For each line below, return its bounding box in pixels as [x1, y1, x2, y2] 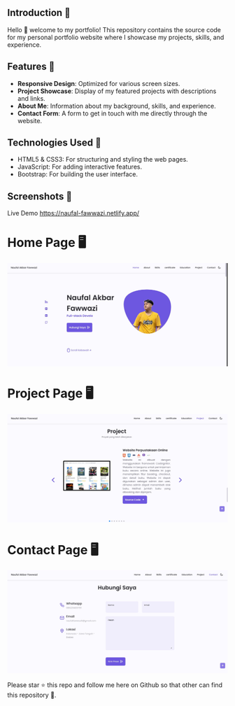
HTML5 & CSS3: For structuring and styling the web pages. [17, 155, 189, 164]
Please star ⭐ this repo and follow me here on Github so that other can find [7, 681, 222, 689]
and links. [17, 94, 45, 102]
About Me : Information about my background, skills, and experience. [17, 101, 216, 110]
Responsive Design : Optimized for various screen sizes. [17, 79, 180, 87]
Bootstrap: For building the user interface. [17, 170, 138, 178]
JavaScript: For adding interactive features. [17, 162, 142, 171]
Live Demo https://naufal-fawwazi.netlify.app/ [7, 209, 140, 218]
